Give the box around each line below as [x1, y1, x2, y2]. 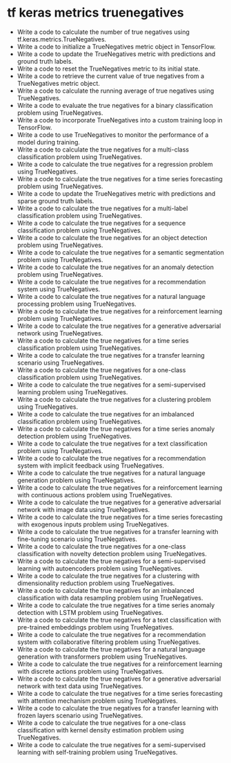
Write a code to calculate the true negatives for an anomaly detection [17, 263, 214, 271]
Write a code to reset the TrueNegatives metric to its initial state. [17, 64, 200, 73]
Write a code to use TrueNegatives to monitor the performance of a [17, 130, 209, 139]
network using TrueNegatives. [17, 329, 103, 337]
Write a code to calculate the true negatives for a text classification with [17, 616, 221, 624]
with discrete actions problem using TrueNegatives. [17, 667, 164, 675]
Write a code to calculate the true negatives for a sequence [17, 219, 186, 227]
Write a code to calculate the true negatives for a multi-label [17, 204, 188, 212]
